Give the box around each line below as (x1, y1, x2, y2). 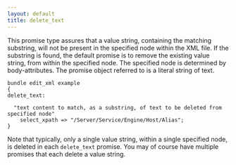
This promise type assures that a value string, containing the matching (7, 36, 212, 44)
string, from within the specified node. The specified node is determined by (7, 58, 227, 67)
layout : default (7, 10, 55, 18)
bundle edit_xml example (7, 79, 80, 86)
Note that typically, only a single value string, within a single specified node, (7, 135, 228, 143)
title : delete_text (7, 17, 65, 24)
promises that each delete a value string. (7, 150, 125, 158)
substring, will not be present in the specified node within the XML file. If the (7, 44, 229, 52)
